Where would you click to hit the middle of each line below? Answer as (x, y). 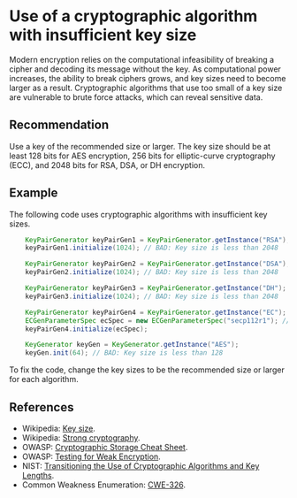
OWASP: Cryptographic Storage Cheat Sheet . (105, 447)
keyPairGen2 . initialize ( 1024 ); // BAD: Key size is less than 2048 (152, 272)
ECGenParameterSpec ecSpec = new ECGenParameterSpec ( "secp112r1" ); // (158, 320)
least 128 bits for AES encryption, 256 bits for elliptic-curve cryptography (142, 156)
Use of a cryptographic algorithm (133, 16)
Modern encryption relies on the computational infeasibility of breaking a (142, 59)
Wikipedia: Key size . (58, 428)
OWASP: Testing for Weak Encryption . (91, 456)
